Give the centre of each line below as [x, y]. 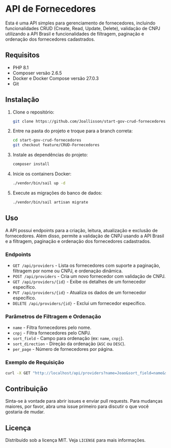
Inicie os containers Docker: [42, 174]
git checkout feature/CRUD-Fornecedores [56, 145]
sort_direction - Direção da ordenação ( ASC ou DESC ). [69, 344]
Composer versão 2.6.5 [37, 73]
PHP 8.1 [21, 67]
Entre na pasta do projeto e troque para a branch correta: [73, 131]
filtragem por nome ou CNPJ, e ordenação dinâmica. [68, 271]
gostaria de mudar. [25, 412]
